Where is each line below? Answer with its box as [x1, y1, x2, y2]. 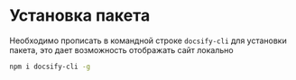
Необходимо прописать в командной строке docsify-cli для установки [9, 35, 287, 46]
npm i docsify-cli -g [9, 62, 91, 71]
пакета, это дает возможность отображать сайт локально [9, 44, 234, 55]
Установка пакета [9, 5, 151, 26]
